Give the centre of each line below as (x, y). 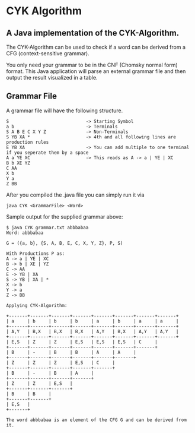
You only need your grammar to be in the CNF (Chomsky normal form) (92, 65)
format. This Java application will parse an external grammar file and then (96, 71)
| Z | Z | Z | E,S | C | (61, 363)
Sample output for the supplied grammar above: (65, 216)
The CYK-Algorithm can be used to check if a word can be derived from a (96, 47)
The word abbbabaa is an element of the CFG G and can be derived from (96, 420)
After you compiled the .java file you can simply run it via (75, 195)
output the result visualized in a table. (52, 78)
